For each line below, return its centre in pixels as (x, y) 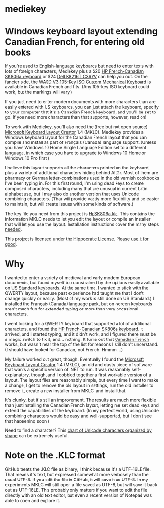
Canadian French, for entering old (75, 42)
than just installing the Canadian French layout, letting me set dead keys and (82, 405)
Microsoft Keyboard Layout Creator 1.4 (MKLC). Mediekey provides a (75, 132)
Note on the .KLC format (55, 456)
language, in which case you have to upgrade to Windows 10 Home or (76, 153)
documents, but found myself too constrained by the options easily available (82, 283)
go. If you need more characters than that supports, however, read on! (76, 117)
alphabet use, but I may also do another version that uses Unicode (72, 194)
